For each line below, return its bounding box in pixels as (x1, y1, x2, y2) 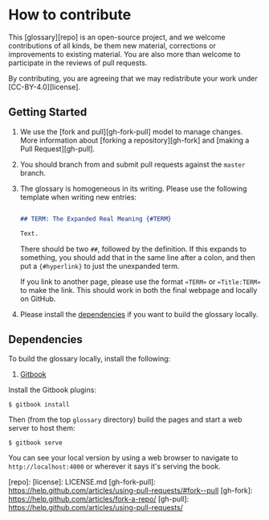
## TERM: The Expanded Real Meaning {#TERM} (19, 215, 172, 223)
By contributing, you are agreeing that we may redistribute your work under (8, 73, 259, 83)
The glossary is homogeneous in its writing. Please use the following (19, 184, 247, 193)
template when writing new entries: (19, 192, 137, 202)
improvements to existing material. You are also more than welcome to (8, 49, 241, 59)
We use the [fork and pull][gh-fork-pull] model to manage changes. (19, 126, 243, 136)
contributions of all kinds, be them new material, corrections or (8, 40, 217, 50)
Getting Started (8, 105, 88, 119)
